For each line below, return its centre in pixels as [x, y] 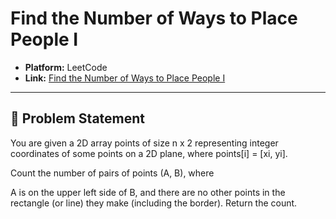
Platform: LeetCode [66, 67]
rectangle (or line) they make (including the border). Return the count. [154, 203]
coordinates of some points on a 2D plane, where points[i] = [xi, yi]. [149, 153]
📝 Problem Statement [78, 118]
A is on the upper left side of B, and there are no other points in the [148, 192]
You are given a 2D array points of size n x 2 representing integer [144, 143]
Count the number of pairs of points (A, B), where [112, 173]
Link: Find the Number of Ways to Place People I [125, 78]
